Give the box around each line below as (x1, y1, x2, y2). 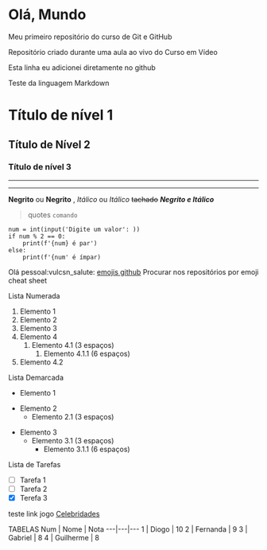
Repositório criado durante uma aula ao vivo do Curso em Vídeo (8, 47, 219, 57)
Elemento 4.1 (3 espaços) (31, 340, 114, 349)
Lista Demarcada (8, 373, 64, 382)
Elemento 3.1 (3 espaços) (31, 435, 114, 445)
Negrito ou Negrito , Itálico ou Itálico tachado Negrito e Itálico (8, 194, 215, 204)
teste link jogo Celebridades (8, 509, 100, 518)
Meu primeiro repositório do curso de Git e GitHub (8, 32, 172, 41)
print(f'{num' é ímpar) (22, 253, 102, 261)
